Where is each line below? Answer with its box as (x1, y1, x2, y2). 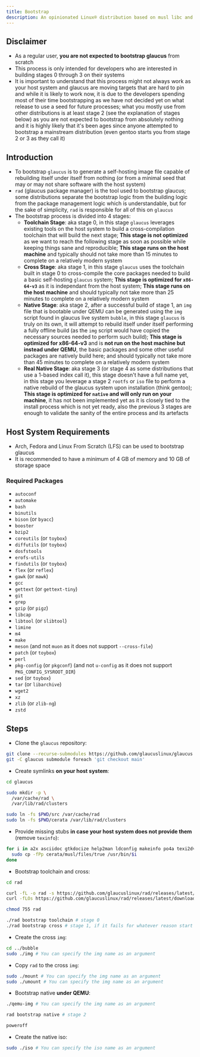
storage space (14, 462, 51, 469)
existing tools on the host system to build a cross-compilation (23, 225, 175, 233)
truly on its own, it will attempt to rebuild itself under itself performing (23, 320, 193, 328)
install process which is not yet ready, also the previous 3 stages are (23, 403, 192, 410)
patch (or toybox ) (14, 649, 57, 656)
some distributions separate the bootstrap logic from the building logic (14, 194, 188, 201)
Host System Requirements (6, 427, 110, 437)
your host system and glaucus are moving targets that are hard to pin (14, 84, 185, 91)
